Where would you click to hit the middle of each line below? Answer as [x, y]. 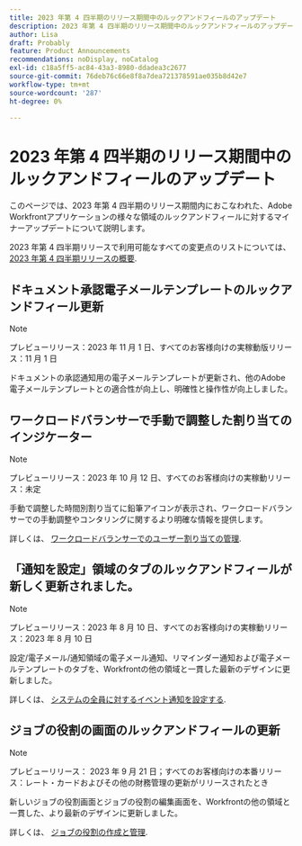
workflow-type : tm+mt [50, 85]
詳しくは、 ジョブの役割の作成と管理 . [79, 832]
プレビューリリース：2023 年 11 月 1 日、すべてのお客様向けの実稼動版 [139, 347]
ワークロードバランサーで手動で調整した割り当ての [151, 420]
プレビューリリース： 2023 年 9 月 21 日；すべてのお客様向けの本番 [134, 771]
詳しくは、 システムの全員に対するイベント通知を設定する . [118, 699]
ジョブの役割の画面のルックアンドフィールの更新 [145, 730]
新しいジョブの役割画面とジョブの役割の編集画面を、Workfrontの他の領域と [150, 801]
